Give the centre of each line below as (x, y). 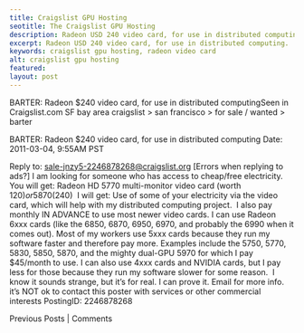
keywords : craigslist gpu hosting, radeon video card (113, 52)
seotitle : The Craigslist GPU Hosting (82, 26)
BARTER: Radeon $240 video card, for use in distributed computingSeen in (149, 102)
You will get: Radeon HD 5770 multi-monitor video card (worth (125, 186)
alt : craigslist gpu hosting (64, 60)
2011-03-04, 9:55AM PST (57, 148)
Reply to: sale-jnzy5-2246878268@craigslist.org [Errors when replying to (146, 166)
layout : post (34, 77)
